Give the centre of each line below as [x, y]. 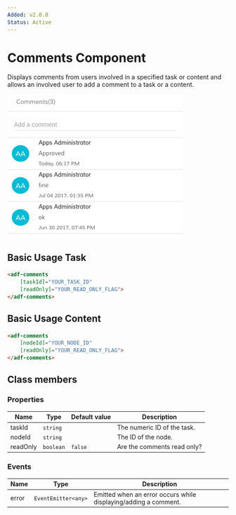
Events [19, 467]
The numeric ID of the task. [156, 427]
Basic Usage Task [47, 257]
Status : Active [29, 22]
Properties [26, 400]
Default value [91, 417]
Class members [42, 380]
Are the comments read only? [159, 447]
